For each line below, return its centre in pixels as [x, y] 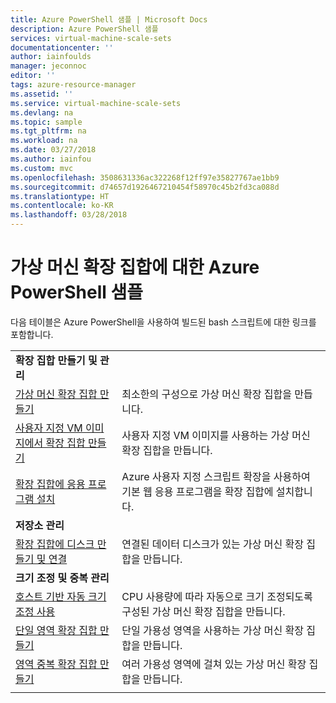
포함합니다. [32, 334]
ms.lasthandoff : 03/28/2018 [69, 215]
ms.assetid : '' [42, 94]
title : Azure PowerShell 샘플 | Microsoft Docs [109, 19]
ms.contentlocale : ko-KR [62, 206]
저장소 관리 [40, 525]
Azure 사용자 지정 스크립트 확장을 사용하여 [216, 476]
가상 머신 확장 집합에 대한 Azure [135, 267]
